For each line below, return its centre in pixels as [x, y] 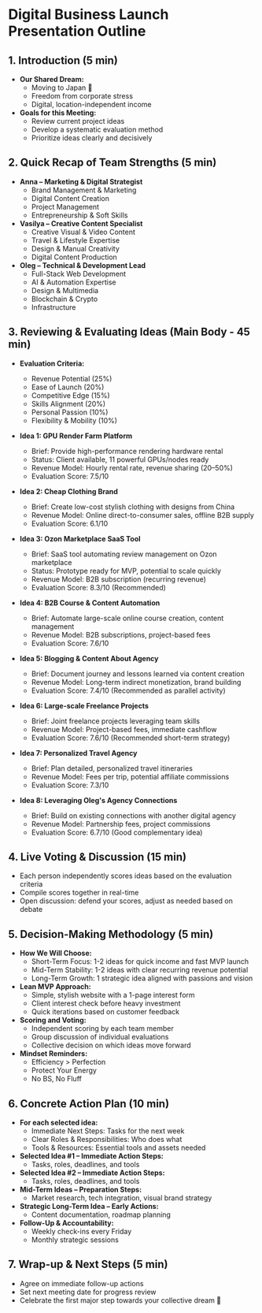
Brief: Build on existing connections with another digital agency [133, 815]
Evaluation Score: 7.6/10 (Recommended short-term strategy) [131, 738]
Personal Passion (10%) [70, 412]
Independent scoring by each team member [103, 1028]
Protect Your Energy [64, 1070]
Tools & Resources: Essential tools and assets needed [118, 1147]
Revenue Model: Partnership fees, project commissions [121, 824]
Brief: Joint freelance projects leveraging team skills [116, 721]
